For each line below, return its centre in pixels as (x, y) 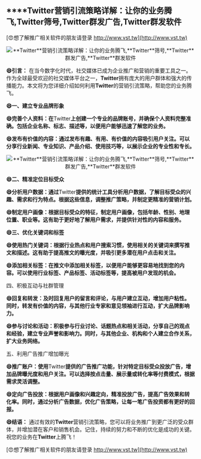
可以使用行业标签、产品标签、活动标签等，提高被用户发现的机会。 (98, 273)
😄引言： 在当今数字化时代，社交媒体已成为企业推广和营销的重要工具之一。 (99, 70)
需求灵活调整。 (25, 381)
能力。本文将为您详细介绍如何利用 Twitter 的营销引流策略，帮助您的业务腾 (102, 85)
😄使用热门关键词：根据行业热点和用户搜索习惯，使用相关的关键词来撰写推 (98, 245)
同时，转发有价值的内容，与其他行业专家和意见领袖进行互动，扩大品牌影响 (98, 306)
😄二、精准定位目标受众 (35, 179)
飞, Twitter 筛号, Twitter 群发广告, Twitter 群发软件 (94, 22)
